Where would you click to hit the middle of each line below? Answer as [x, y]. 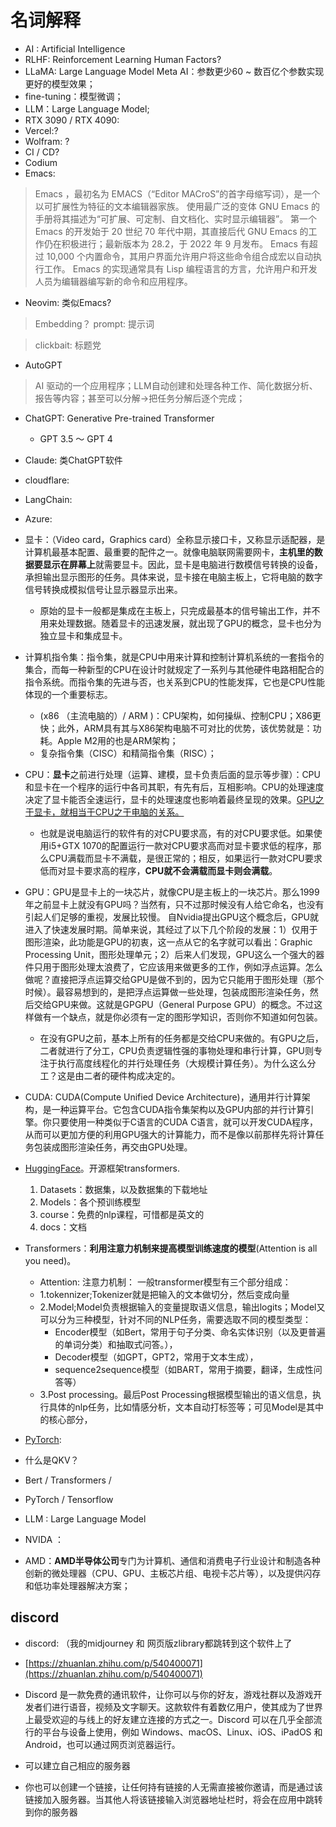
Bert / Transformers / [68, 1480]
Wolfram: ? [47, 141]
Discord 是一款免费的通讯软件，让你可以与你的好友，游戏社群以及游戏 [169, 1694]
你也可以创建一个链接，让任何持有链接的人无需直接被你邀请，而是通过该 [173, 1787]
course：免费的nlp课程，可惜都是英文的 [122, 1214]
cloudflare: [47, 480]
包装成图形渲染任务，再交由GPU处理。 [113, 1147]
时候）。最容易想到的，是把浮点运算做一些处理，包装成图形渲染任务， [167, 992]
